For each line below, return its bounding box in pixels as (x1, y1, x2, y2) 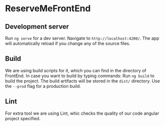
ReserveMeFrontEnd (5, 3, 91, 14)
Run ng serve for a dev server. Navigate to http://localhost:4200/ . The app (5, 35, 160, 41)
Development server (5, 22, 69, 31)
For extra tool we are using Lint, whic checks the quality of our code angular (5, 110, 160, 116)
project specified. (5, 115, 41, 121)
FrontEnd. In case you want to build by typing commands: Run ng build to (5, 73, 155, 79)
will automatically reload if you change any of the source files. (5, 41, 131, 46)
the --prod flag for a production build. (5, 83, 81, 89)
